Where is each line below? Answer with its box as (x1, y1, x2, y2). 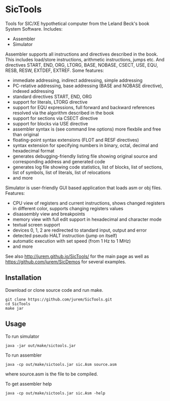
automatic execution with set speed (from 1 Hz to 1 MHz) (12, 238, 131, 244)
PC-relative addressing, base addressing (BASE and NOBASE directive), (12, 83, 163, 89)
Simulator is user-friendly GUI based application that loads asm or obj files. (5, 185, 162, 191)
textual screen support (12, 221, 60, 228)
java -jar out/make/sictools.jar (5, 343, 76, 348)
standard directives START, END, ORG (12, 93, 92, 99)
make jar (5, 306, 24, 311)
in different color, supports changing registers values (12, 205, 123, 211)
